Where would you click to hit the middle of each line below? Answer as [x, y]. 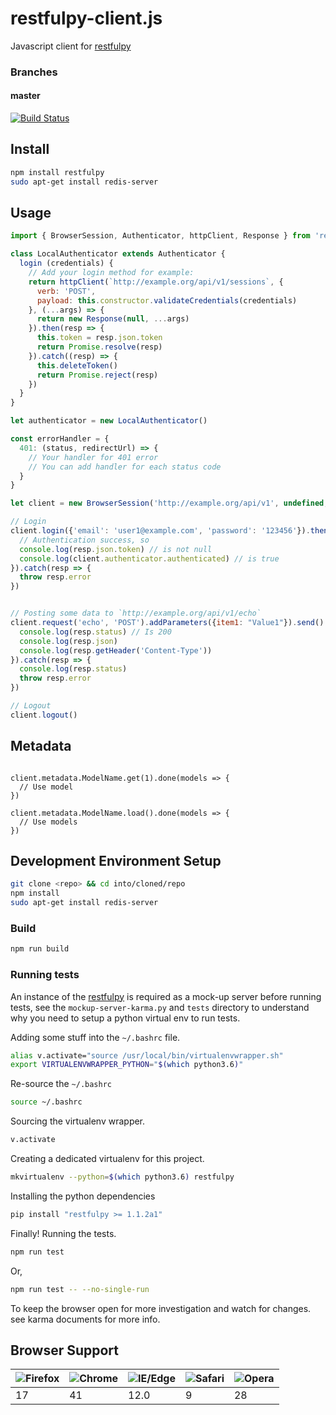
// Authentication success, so [84, 540]
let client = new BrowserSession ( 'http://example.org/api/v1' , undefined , [169, 503]
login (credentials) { [66, 263]
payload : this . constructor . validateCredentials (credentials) [167, 300]
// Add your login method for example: [111, 273]
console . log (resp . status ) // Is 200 [95, 632]
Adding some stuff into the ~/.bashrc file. [95, 1037]
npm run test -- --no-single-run [80, 1289]
